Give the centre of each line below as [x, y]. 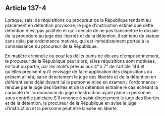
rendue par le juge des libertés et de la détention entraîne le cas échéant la [82, 87]
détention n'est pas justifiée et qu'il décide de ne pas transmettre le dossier [82, 30]
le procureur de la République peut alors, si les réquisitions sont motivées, [81, 61]
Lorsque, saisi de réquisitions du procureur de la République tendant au [78, 20]
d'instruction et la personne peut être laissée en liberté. [61, 108]
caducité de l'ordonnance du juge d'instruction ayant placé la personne [78, 92]
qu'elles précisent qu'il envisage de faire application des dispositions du [79, 72]
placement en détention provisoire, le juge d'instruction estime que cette [79, 25]
